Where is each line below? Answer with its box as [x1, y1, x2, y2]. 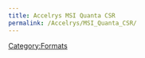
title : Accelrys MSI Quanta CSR [8, 11, 116, 20]
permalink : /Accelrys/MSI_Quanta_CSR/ [8, 19, 137, 27]
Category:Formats [8, 41, 68, 50]
